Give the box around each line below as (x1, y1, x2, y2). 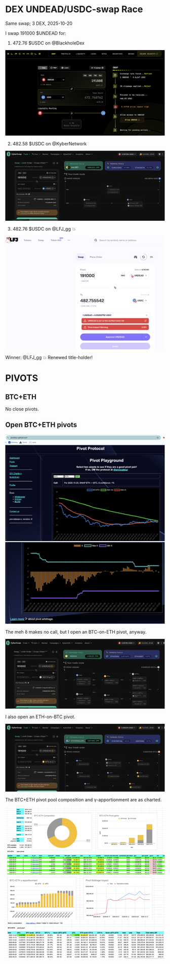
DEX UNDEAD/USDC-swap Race (5, 4, 143, 15)
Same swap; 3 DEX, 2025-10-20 (5, 20, 72, 26)
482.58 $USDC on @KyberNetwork (12, 141, 87, 147)
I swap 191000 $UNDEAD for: (5, 30, 67, 36)
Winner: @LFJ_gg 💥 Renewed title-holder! (5, 354, 93, 360)
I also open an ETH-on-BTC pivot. (5, 713, 76, 720)
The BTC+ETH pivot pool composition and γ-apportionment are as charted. (5, 797, 162, 803)
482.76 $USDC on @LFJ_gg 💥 (12, 226, 76, 232)
